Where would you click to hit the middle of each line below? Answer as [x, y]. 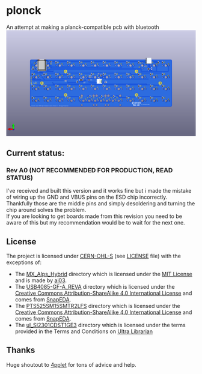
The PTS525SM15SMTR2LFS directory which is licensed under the [97, 306]
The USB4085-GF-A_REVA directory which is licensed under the [95, 286]
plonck [24, 11]
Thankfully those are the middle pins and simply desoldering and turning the [101, 204]
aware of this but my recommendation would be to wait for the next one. [96, 223]
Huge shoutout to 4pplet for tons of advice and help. [71, 364]
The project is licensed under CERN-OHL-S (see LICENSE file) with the [94, 256]
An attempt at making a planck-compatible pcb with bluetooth [83, 27]
